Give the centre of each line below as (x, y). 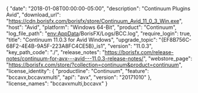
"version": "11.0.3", (130, 46)
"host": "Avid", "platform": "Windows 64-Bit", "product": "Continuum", (91, 27)
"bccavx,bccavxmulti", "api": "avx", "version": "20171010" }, (79, 77)
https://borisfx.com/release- (139, 52)
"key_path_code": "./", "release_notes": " (55, 52)
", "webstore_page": (168, 59)
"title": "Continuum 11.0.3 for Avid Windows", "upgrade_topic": (82, 40)
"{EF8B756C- (175, 40)
